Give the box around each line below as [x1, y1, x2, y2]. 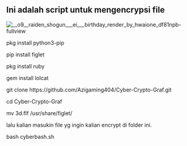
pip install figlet [6, 51, 45, 58]
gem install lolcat [6, 74, 49, 81]
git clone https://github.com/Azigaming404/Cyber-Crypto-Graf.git [6, 86, 172, 93]
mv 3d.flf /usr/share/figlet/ [6, 109, 73, 117]
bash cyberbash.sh [6, 133, 55, 140]
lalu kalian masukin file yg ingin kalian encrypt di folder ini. [6, 121, 152, 128]
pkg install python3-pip [6, 39, 65, 46]
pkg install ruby [6, 62, 45, 70]
